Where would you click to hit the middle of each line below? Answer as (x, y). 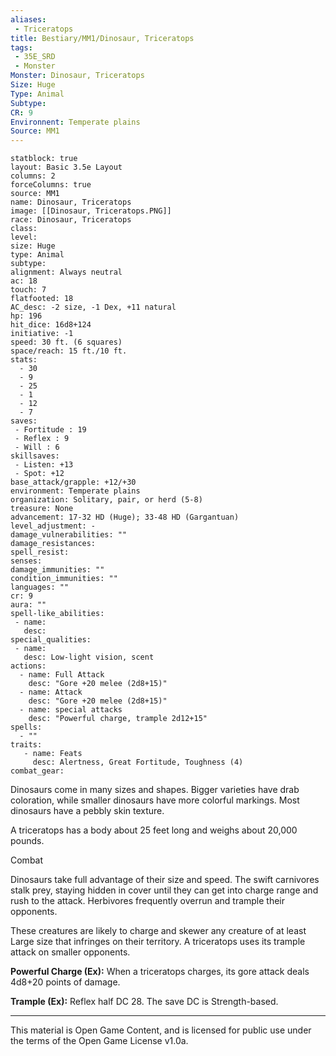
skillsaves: (35, 456)
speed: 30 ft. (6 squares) (66, 342)
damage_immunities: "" (57, 570)
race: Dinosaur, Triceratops (71, 220)
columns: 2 (33, 176)
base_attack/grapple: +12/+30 (73, 482)
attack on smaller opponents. (70, 952)
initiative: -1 (42, 334)
